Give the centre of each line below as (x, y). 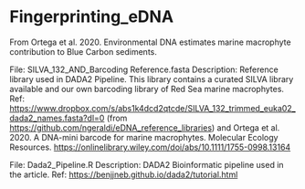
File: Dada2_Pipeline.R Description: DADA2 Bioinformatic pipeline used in (147, 164)
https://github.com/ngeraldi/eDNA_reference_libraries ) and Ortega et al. (145, 127)
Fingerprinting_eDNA (92, 17)
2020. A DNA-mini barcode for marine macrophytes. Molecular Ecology (144, 137)
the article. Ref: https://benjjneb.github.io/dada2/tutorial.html (124, 174)
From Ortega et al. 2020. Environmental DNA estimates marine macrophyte (150, 42)
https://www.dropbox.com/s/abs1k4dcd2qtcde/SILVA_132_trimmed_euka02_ (152, 108)
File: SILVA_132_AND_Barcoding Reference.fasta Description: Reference (144, 69)
